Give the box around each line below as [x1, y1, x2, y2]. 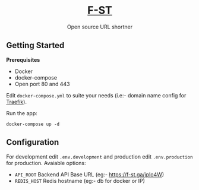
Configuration [6, 137, 59, 147]
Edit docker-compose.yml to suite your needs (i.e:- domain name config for [6, 91, 187, 99]
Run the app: [6, 109, 37, 116]
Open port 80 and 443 [14, 80, 70, 87]
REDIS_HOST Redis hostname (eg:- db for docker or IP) [14, 177, 146, 184]
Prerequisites [6, 56, 40, 63]
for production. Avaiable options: [6, 159, 86, 166]
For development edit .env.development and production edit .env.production [6, 153, 193, 160]
